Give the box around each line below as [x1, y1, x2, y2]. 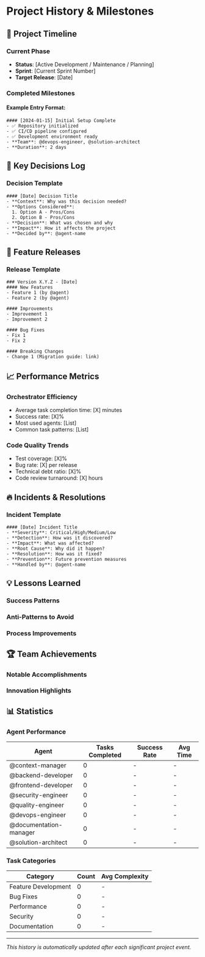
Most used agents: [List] [15, 419, 77, 427]
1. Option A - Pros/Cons [12, 209, 75, 215]
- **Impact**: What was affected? [6, 540, 95, 547]
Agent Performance [6, 728, 67, 736]
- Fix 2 [6, 338, 26, 344]
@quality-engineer [9, 801, 64, 809]
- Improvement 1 [6, 311, 48, 317]
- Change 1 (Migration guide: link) [6, 354, 99, 360]
